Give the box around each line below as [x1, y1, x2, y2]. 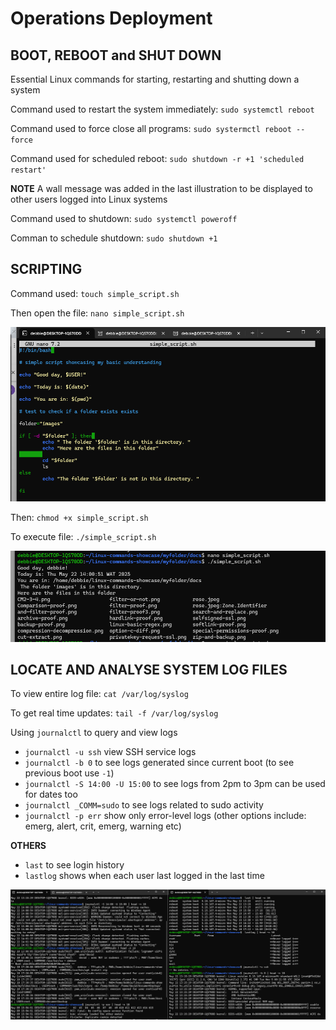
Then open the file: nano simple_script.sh [10, 307, 185, 319]
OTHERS [10, 840, 47, 852]
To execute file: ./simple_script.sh [10, 530, 157, 542]
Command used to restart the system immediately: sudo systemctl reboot [10, 103, 315, 115]
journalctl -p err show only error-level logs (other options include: [24, 810, 307, 822]
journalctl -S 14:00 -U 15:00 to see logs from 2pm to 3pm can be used [24, 778, 326, 790]
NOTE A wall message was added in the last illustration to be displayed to [10, 183, 313, 194]
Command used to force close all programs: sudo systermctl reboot [10, 123, 292, 134]
